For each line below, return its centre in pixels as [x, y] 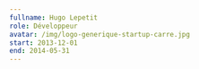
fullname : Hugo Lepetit [54, 17]
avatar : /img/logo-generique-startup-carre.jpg [100, 34]
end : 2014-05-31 [39, 51]
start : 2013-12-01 [43, 43]
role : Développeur [43, 26]
